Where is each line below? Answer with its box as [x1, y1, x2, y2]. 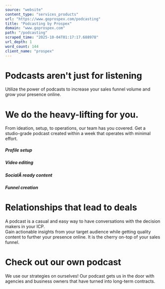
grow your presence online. [5, 92, 61, 97]
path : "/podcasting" [5, 30, 48, 35]
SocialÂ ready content [5, 172, 53, 178]
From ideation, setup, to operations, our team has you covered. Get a [5, 125, 146, 131]
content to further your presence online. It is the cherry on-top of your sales [5, 234, 161, 240]
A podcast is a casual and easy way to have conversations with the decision [5, 218, 161, 224]
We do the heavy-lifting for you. [5, 109, 139, 120]
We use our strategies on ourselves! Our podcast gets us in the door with [5, 273, 155, 279]
